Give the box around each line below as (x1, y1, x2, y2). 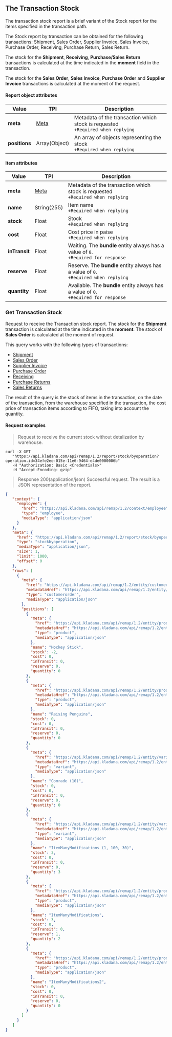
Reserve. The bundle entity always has (68, 262, 162, 269)
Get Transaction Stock (5, 309, 62, 316)
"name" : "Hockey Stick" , (30, 645, 83, 650)
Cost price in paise (68, 228, 114, 236)
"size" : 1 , (16, 549, 40, 555)
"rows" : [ (12, 568, 33, 573)
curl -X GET (5, 449, 31, 454)
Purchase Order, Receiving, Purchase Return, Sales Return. (5, 44, 130, 50)
